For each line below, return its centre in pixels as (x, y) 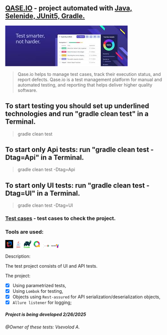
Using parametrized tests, (39, 285)
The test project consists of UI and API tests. (52, 266)
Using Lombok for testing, (38, 291)
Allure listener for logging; (42, 302)
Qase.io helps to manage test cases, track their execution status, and (89, 74)
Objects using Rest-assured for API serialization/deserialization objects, (87, 297)
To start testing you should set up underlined (77, 106)
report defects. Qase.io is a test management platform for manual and (90, 79)
